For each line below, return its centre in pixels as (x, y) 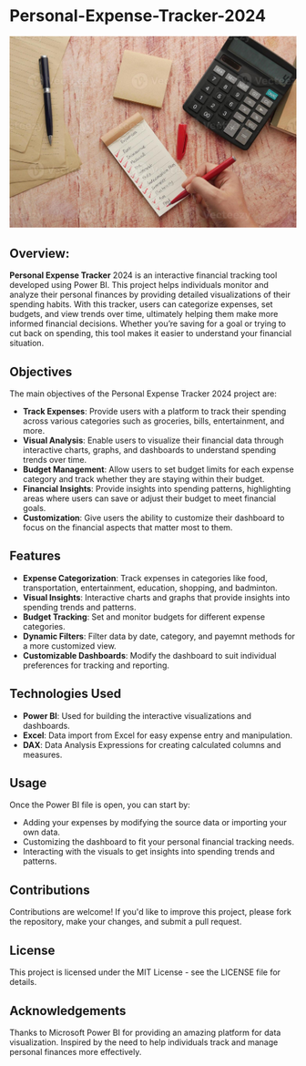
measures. (42, 754)
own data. (41, 832)
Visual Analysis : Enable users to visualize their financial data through (153, 441)
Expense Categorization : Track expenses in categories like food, (145, 578)
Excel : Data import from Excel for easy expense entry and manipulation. (158, 735)
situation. (27, 343)
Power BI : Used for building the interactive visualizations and (137, 715)
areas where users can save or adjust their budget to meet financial (149, 498)
